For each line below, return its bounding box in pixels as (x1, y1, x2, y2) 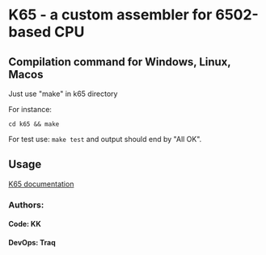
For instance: (8, 105, 53, 114)
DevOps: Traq (8, 237, 57, 247)
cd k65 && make (8, 120, 60, 128)
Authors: (8, 199, 44, 211)
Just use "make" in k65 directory (8, 89, 118, 98)
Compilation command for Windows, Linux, (8, 55, 231, 69)
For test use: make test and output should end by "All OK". (8, 135, 202, 144)
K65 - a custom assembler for (8, 6, 213, 24)
